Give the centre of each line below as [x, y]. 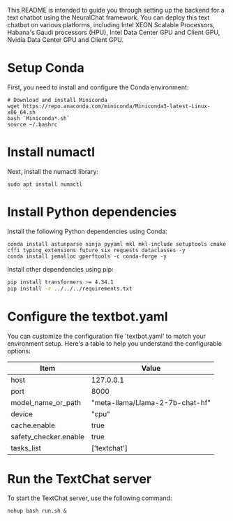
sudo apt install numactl [45, 184]
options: [19, 351]
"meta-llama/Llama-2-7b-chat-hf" [151, 402]
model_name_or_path [46, 402]
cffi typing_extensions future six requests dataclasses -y [97, 250]
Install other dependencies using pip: [60, 269]
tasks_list [26, 448]
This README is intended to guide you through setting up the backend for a [116, 10]
